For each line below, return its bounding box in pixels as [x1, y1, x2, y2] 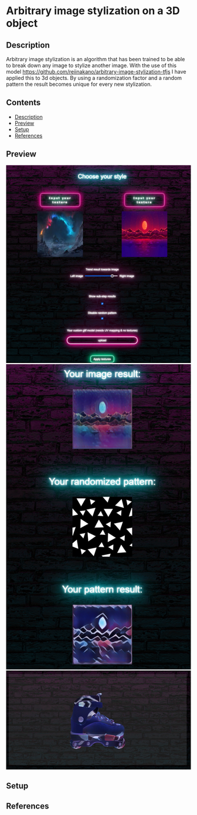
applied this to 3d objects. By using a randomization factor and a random [6, 75, 182, 81]
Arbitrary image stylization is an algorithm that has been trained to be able [6, 56, 185, 62]
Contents [6, 98, 41, 108]
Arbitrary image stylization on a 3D [6, 4, 180, 18]
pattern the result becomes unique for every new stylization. [6, 81, 152, 88]
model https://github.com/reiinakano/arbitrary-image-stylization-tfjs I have [6, 68, 186, 75]
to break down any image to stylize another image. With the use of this [6, 62, 177, 69]
